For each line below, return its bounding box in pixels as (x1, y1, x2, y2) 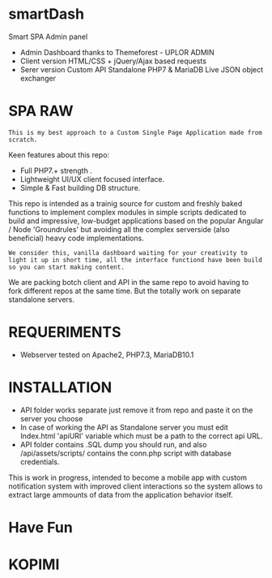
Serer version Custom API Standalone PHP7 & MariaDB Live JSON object (19, 64, 264, 74)
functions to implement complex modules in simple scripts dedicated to (8, 207, 247, 217)
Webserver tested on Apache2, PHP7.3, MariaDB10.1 (19, 350, 194, 360)
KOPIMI (8, 555, 60, 574)
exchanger (19, 73, 57, 83)
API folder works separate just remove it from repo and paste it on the (19, 405, 253, 415)
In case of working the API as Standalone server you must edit (19, 422, 228, 432)
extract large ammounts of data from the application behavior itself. (8, 490, 233, 499)
